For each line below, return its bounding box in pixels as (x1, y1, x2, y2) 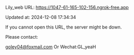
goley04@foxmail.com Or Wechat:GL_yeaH (5, 44, 96, 50)
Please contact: (5, 34, 38, 40)
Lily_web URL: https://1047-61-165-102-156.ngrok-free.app (5, 5, 129, 10)
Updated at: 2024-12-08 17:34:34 (5, 14, 76, 20)
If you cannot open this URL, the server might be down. (5, 24, 122, 30)
